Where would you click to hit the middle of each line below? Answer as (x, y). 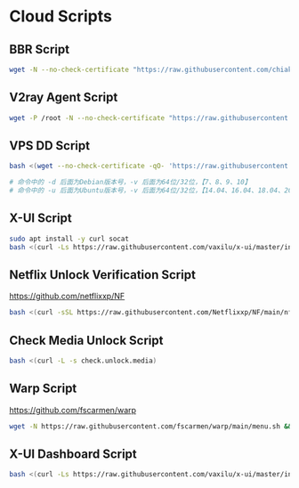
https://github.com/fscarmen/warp (73, 410)
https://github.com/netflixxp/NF (67, 297)
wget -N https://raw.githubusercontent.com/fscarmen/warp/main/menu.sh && (151, 426)
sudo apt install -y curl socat (69, 239)
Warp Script (43, 389)
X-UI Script (41, 219)
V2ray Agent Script (64, 98)
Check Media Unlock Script (86, 340)
